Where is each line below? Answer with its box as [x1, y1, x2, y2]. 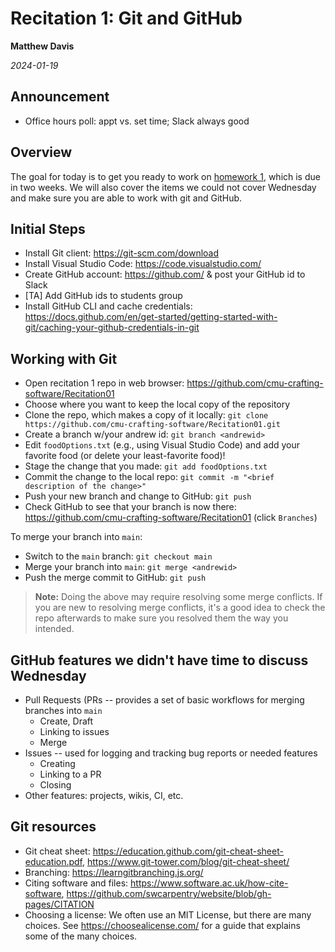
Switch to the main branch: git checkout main [24, 550, 213, 562]
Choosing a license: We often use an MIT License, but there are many [24, 908, 312, 921]
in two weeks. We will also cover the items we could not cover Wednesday [10, 181, 317, 193]
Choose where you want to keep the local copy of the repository [24, 398, 291, 411]
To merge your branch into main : [10, 531, 143, 543]
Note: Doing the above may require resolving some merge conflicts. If [34, 591, 323, 603]
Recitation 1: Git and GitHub [10, 7, 243, 30]
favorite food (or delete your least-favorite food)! [24, 450, 226, 462]
